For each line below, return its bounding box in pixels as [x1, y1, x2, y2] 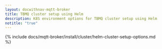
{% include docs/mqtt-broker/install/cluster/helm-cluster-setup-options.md [5, 34, 156, 40]
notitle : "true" [5, 20, 38, 26]
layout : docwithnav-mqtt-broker [5, 7, 70, 12]
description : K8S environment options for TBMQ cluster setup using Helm [5, 16, 158, 21]
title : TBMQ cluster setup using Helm [5, 12, 83, 16]
